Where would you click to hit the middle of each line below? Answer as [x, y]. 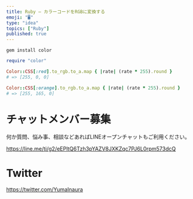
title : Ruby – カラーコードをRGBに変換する [56, 12]
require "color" [26, 61]
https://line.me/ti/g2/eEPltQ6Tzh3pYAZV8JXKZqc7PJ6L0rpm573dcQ [91, 149]
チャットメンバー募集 [59, 119]
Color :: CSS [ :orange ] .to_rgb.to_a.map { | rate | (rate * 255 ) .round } [93, 88]
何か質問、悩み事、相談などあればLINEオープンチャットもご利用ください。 [98, 137]
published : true [26, 34]
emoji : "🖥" [20, 17]
